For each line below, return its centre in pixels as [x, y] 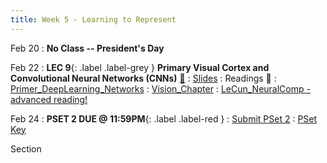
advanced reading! [49, 99]
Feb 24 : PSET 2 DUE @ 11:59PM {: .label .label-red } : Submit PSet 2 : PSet [164, 118]
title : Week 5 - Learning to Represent [93, 19]
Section [26, 148]
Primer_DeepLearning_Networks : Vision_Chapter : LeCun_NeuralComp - [160, 88]
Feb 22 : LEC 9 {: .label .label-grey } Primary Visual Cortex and [140, 67]
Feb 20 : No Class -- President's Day [87, 48]
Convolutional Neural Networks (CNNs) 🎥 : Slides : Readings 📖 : [143, 78]
